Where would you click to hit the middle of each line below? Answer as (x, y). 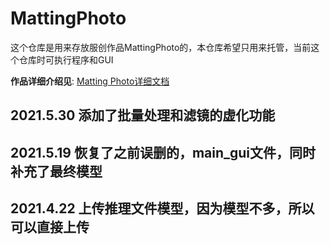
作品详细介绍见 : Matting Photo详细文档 (90, 81)
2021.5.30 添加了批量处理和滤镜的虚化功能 (143, 115)
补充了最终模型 (56, 171)
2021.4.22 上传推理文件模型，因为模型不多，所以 (162, 208)
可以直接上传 (50, 227)
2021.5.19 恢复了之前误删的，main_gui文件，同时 (163, 152)
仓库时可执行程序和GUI (66, 59)
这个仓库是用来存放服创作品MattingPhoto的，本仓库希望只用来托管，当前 (161, 47)
